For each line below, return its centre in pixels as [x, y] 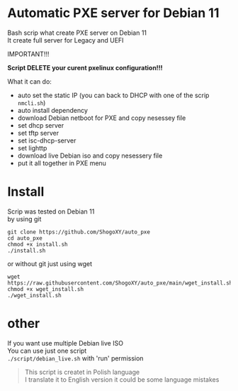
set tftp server [38, 133]
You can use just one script [47, 351]
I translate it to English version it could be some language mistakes [122, 379]
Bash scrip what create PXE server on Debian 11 [77, 33]
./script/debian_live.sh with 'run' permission [75, 358]
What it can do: [29, 81]
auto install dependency [53, 110]
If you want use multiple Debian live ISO [66, 343]
